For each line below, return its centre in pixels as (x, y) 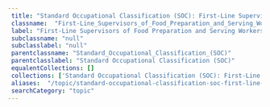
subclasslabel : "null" (49, 46)
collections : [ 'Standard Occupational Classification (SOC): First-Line (136, 76)
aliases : (26, 83)
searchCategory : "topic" (52, 91)
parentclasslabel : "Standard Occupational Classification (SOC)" (123, 61)
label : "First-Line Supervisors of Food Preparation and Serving (123, 31)
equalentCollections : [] (52, 68)
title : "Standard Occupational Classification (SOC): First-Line (123, 16)
